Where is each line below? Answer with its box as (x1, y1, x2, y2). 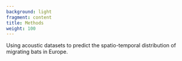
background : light (6, 8, 52, 15)
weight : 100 (6, 25, 36, 32)
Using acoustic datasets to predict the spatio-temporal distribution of (6, 42, 176, 49)
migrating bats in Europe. (6, 48, 68, 56)
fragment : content (6, 14, 52, 20)
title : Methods (6, 20, 44, 26)
